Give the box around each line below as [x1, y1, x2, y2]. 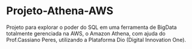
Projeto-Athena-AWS [6, 4, 114, 18]
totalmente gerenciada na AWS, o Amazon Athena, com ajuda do [6, 30, 166, 37]
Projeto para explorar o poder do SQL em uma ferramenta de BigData [6, 24, 177, 31]
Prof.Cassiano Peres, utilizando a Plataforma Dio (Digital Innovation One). [6, 36, 187, 43]
